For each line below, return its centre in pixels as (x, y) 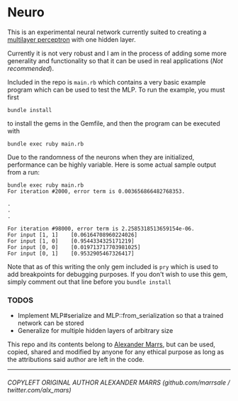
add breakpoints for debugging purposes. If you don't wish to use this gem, (118, 274)
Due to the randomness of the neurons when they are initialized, (101, 157)
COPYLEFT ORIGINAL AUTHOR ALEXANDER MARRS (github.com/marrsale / (119, 382)
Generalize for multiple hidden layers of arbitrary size (95, 331)
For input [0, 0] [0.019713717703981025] (74, 247)
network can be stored (51, 323)
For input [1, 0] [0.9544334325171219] (71, 241)
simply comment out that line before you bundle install (89, 282)
